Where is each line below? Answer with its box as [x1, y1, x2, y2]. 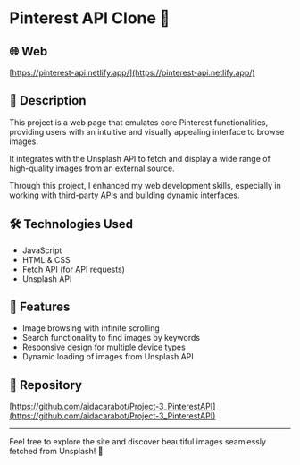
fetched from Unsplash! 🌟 [9, 446, 104, 457]
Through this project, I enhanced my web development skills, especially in [9, 180, 281, 190]
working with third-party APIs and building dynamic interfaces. [9, 190, 240, 200]
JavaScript [21, 245, 62, 256]
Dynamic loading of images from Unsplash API [21, 351, 194, 362]
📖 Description [9, 93, 87, 108]
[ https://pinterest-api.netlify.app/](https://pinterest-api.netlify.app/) [9, 67, 256, 78]
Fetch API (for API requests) [21, 264, 125, 275]
